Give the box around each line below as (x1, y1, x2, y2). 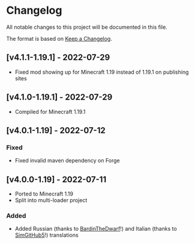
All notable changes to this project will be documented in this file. (6, 23, 168, 31)
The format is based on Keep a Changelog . (6, 35, 112, 42)
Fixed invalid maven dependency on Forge (14, 157, 120, 164)
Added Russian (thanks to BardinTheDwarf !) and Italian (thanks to (14, 225, 177, 233)
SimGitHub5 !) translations (14, 231, 79, 239)
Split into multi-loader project (14, 197, 88, 204)
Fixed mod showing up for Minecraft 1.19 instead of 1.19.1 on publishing (14, 68, 189, 76)
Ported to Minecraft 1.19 (14, 190, 74, 198)
